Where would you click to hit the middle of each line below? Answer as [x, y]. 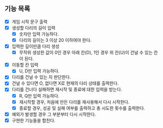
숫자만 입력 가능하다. [39, 34]
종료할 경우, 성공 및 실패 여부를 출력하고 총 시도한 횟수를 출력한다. [82, 108]
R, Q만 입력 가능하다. [39, 96]
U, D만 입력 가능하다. [39, 71]
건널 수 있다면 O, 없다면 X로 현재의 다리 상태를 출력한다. [65, 83]
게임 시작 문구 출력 [30, 22]
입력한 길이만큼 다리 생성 [35, 46]
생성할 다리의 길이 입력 [33, 28]
